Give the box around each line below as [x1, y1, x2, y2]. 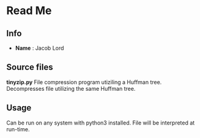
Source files [6, 62, 53, 72]
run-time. [6, 125, 30, 132]
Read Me [6, 4, 52, 18]
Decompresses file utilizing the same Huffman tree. [6, 85, 136, 92]
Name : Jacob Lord [15, 44, 64, 52]
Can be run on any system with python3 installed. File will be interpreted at [6, 119, 195, 126]
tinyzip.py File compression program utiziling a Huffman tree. [6, 78, 162, 86]
